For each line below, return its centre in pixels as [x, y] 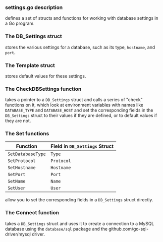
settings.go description [34, 7]
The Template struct [30, 65]
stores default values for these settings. [46, 76]
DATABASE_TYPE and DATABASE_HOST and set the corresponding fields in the [79, 110]
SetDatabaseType [27, 154]
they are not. [18, 121]
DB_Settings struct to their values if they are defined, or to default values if [81, 116]
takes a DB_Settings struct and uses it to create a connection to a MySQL [80, 223]
